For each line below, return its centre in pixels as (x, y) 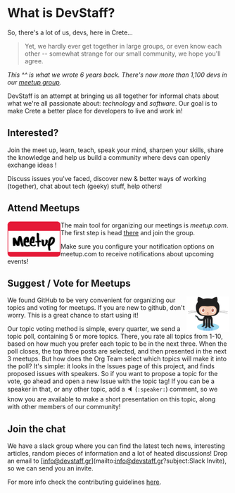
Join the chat (37, 429)
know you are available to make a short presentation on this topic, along (112, 399)
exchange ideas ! (32, 165)
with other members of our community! (64, 407)
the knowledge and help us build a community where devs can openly (109, 157)
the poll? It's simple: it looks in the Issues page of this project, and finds (111, 366)
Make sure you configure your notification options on (137, 246)
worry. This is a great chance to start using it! (73, 316)
